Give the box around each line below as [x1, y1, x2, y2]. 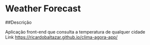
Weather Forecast [5, 3, 81, 14]
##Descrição [5, 19, 32, 25]
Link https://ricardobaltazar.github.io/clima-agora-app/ [5, 34, 118, 40]
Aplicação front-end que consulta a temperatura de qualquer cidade [5, 29, 146, 35]
